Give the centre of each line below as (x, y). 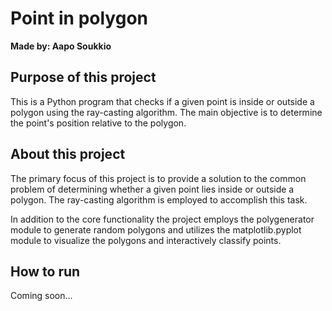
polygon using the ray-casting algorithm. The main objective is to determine (166, 112)
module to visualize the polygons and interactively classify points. (146, 240)
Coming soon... (41, 296)
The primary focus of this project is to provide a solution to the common (158, 178)
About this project (68, 154)
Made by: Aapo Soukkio (61, 46)
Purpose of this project (83, 77)
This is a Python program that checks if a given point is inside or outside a (162, 101)
